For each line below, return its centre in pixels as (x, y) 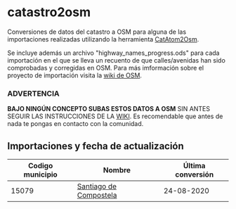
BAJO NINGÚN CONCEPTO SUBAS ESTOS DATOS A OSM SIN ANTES (109, 109)
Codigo (40, 166)
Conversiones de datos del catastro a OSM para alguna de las (97, 32)
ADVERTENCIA (33, 94)
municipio (40, 175)
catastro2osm (49, 12)
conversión (195, 175)
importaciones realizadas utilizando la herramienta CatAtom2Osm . (103, 39)
